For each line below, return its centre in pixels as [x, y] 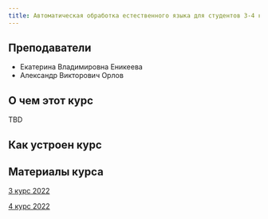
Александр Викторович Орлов [71, 76]
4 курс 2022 [29, 206]
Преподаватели [50, 48]
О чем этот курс [51, 100]
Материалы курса [56, 172]
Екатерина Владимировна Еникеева [81, 67]
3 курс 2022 [29, 191]
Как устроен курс [55, 145]
